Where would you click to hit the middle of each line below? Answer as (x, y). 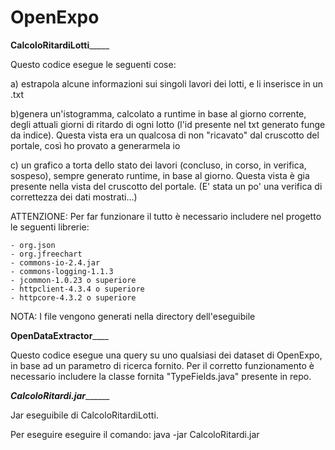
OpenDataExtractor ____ (59, 335)
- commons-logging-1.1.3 (62, 271)
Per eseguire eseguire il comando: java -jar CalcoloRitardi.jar (135, 434)
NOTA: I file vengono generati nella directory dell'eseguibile (133, 316)
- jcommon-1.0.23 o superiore (73, 280)
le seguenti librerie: (50, 227)
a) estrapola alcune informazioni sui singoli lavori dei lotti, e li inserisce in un (167, 83)
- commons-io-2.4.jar (55, 262)
